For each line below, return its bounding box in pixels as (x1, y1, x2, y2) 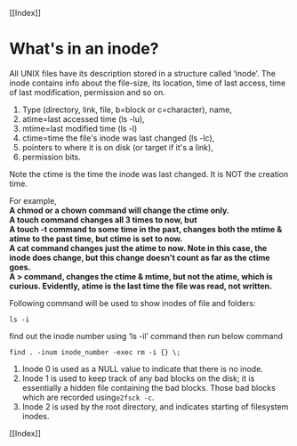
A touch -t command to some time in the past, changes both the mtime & (9, 223, 283, 234)
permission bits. (21, 151, 82, 162)
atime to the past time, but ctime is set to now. (9, 233, 183, 244)
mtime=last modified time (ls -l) (21, 123, 138, 134)
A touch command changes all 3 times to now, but (9, 214, 197, 225)
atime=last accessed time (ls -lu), (21, 113, 145, 124)
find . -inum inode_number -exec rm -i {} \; (9, 347, 181, 357)
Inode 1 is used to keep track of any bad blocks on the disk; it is (21, 373, 255, 384)
